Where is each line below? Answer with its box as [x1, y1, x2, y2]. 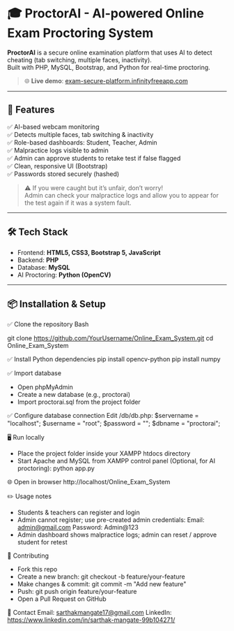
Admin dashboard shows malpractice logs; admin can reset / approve [17, 530, 217, 539]
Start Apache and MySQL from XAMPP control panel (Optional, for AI [17, 457, 216, 465]
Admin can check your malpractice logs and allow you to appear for [24, 191, 219, 199]
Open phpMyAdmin [17, 383, 73, 391]
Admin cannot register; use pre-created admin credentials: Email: [17, 516, 205, 524]
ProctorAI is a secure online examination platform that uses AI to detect [7, 48, 212, 57]
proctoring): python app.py [17, 464, 95, 472]
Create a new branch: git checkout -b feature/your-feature [17, 572, 186, 581]
